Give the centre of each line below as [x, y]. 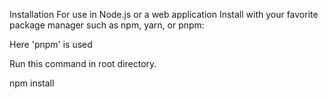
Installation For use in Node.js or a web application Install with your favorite [164, 14]
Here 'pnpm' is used [51, 44]
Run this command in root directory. [83, 63]
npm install [32, 83]
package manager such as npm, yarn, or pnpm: [107, 25]
